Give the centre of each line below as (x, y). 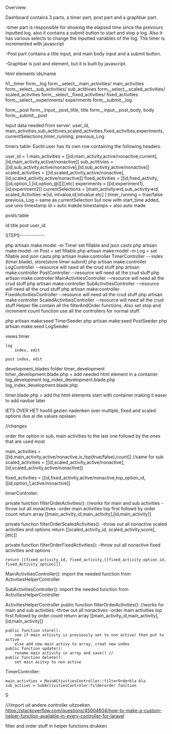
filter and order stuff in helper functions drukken (56, 726)
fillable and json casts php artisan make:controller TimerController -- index (84, 256)
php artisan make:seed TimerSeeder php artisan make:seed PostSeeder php (86, 321)
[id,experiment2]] (24, 189)
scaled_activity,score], (132, 530)
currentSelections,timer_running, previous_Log (55, 136)
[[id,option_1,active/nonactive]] (38, 483)
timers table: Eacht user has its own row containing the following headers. (83, 146)
